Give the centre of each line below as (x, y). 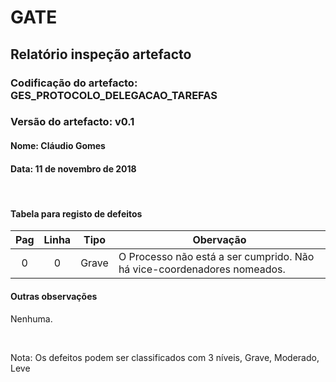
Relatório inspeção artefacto (101, 54)
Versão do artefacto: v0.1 (72, 122)
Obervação (219, 240)
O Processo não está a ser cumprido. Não (216, 257)
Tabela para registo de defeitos (76, 213)
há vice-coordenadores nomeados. (202, 269)
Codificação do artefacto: (74, 83)
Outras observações (54, 297)
